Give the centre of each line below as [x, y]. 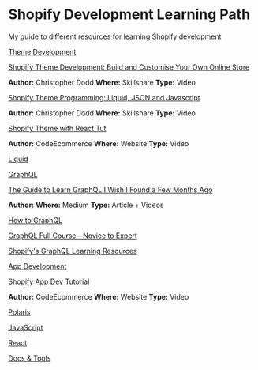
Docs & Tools [30, 358]
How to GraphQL [36, 220]
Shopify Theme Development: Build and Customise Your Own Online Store [129, 67]
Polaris [19, 312]
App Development [37, 266]
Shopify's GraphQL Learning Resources [73, 251]
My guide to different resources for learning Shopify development [115, 36]
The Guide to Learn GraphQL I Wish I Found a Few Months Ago [110, 189]
